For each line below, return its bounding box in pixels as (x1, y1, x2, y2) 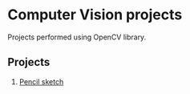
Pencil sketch (18, 76, 64, 86)
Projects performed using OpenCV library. (7, 32, 147, 42)
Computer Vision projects (7, 6, 183, 24)
